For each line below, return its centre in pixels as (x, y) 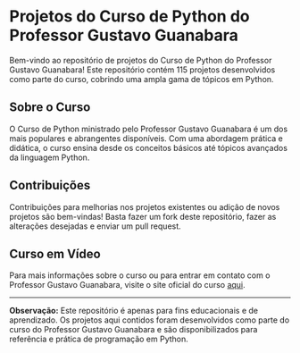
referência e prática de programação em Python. (99, 339)
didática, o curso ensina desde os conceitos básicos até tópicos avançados (149, 147)
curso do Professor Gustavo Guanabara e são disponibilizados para (133, 330)
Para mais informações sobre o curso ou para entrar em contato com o (140, 275)
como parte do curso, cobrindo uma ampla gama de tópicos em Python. (142, 79)
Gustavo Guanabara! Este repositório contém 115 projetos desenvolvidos (142, 70)
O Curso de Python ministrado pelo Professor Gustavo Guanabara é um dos (149, 129)
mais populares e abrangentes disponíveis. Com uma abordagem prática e (146, 138)
